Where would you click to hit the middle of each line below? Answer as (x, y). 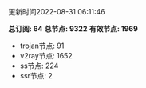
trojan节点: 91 (42, 46)
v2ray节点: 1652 (46, 56)
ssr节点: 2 (36, 76)
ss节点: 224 (39, 66)
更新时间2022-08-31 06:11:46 (57, 12)
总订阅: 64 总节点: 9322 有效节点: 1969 (73, 29)
